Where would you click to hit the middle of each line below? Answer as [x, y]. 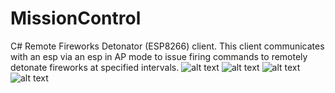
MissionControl [76, 18]
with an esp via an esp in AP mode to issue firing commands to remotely [159, 56]
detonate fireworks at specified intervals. [95, 67]
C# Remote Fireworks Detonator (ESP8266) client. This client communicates [167, 46]
